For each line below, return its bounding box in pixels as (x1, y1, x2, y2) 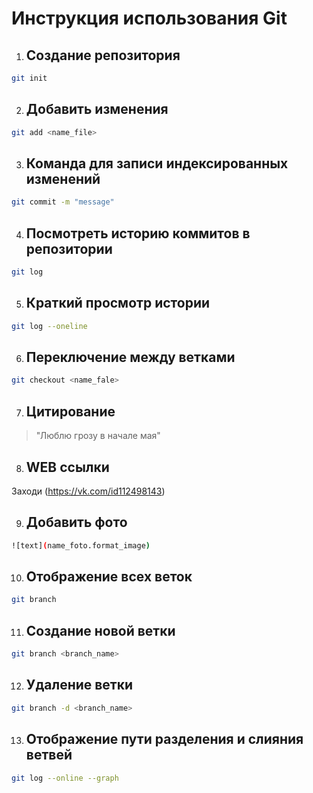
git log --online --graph (11, 773, 119, 783)
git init (11, 73, 48, 83)
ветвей (25, 747, 73, 764)
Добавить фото (25, 514, 128, 531)
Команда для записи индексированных (25, 155, 289, 172)
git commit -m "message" (11, 197, 115, 207)
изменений (25, 170, 101, 187)
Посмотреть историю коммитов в (25, 225, 251, 242)
